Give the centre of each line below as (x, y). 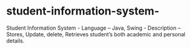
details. (15, 41)
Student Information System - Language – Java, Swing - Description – (93, 28)
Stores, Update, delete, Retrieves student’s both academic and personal (96, 34)
